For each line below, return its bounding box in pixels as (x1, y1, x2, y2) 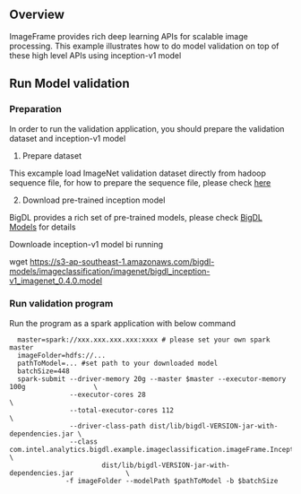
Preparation (9, 103, 63, 116)
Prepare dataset (21, 150, 82, 160)
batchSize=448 (17, 367, 70, 376)
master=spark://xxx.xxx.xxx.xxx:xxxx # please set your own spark (17, 335, 271, 344)
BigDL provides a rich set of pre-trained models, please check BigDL (9, 212, 262, 222)
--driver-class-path (69, 421, 146, 430)
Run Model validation (9, 76, 130, 91)
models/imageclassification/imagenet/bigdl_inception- (9, 265, 211, 276)
